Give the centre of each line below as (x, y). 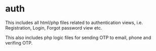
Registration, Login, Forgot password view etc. (54, 27)
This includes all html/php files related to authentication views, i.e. (74, 22)
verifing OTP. (19, 42)
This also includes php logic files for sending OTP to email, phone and (78, 37)
